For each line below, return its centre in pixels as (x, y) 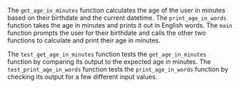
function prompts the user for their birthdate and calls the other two (107, 33)
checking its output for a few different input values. (82, 77)
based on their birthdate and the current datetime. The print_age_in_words (117, 18)
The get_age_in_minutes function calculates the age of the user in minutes (117, 10)
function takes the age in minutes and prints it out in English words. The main (120, 25)
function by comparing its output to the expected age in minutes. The (109, 62)
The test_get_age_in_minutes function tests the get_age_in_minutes (107, 54)
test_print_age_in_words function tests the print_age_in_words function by (118, 69)
